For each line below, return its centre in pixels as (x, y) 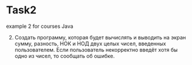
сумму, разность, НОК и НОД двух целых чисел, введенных (90, 44)
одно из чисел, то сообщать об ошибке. (65, 56)
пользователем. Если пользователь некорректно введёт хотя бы (96, 49)
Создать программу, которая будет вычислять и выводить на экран (100, 37)
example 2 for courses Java (40, 26)
